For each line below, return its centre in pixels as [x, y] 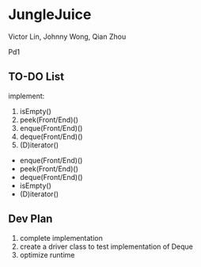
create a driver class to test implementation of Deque [106, 246]
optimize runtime [47, 254]
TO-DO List [36, 77]
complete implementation [61, 238]
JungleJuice [50, 15]
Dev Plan [30, 219]
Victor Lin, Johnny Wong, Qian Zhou [67, 36]
